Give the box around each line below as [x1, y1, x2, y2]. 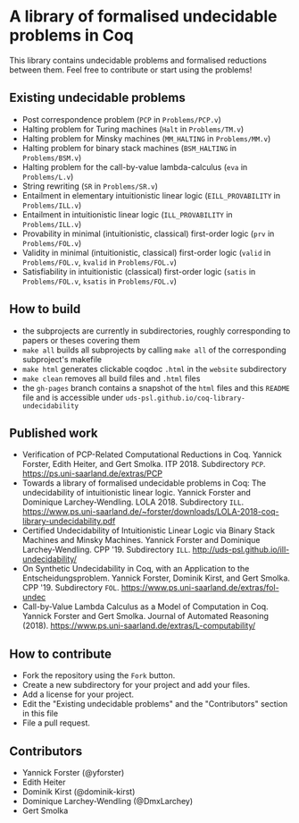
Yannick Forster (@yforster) [21, 768, 125, 777]
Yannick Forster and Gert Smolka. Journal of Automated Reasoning [21, 611, 270, 622]
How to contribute [9, 646, 112, 661]
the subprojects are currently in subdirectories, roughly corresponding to [21, 325, 291, 336]
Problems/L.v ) [21, 171, 74, 182]
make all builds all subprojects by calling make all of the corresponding [21, 344, 287, 355]
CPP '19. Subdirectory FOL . [21, 582, 120, 593]
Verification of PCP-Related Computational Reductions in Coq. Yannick [21, 449, 283, 460]
